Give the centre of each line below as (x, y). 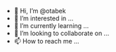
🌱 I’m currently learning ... (51, 26)
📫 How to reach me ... (46, 41)
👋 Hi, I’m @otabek (40, 11)
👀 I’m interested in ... (44, 18)
